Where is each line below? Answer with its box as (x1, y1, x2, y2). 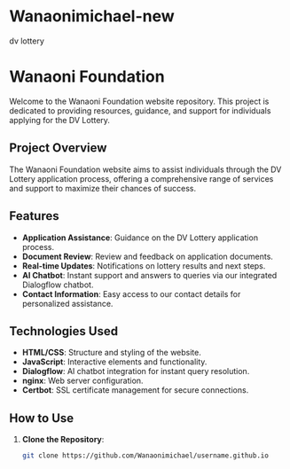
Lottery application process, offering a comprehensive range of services (9, 173, 274, 184)
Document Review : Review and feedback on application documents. (21, 251, 273, 262)
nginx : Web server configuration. (21, 375, 144, 387)
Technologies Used (9, 324, 118, 339)
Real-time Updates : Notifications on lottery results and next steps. (21, 260, 266, 271)
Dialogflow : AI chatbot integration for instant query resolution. (21, 366, 250, 377)
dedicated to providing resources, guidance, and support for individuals (9, 105, 271, 116)
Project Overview (9, 140, 107, 156)
